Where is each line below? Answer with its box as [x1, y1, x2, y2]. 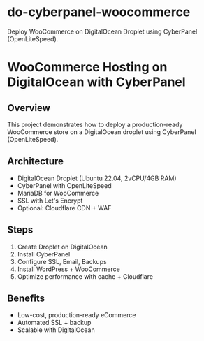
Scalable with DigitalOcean [17, 326, 96, 334]
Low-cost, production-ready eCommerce [17, 311, 136, 319]
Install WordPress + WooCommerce [17, 265, 120, 273]
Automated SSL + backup [17, 319, 92, 327]
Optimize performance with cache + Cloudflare [17, 272, 154, 280]
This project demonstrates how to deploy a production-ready [7, 120, 183, 129]
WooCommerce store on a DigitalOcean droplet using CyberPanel [7, 127, 197, 136]
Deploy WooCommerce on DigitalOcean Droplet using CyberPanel [7, 27, 198, 36]
